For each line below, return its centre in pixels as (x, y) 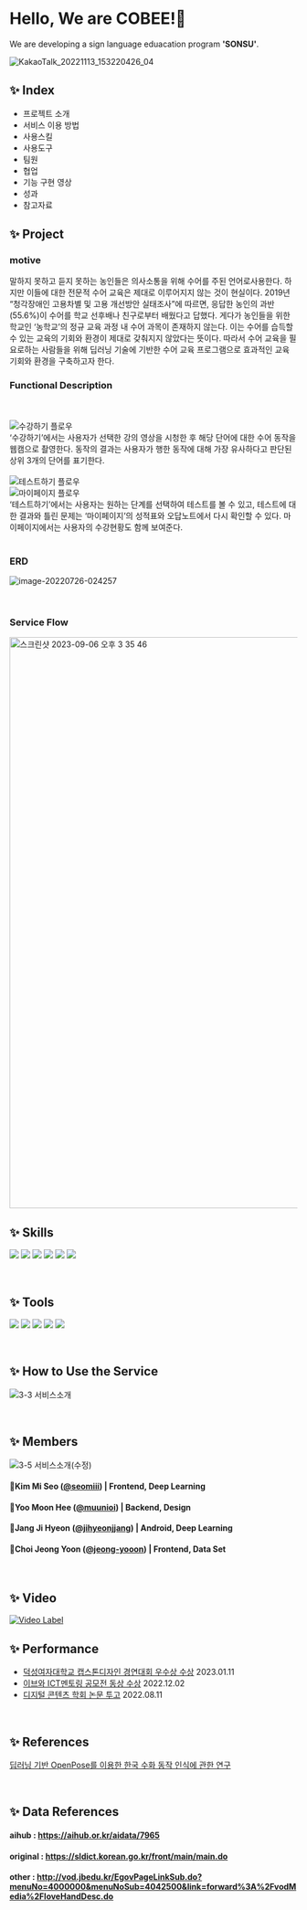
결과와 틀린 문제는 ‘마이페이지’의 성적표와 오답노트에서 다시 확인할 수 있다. (150, 515)
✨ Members (44, 1442)
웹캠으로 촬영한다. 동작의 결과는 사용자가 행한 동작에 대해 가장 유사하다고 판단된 (151, 449)
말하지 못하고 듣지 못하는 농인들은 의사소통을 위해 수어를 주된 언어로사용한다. (146, 281)
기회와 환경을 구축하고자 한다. (62, 361)
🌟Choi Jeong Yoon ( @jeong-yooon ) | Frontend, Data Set (118, 1549)
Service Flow (39, 622)
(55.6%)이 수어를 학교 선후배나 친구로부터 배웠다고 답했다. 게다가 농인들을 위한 (150, 315)
